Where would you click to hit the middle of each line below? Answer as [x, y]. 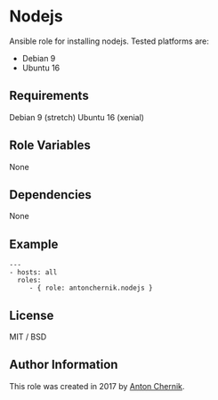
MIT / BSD [28, 337]
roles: [29, 281]
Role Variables [50, 146]
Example [34, 244]
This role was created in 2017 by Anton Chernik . [97, 386]
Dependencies [50, 195]
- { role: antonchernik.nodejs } [91, 288]
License [32, 315]
